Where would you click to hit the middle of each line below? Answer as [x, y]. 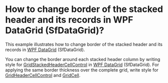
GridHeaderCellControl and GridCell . [43, 75]
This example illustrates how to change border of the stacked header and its [84, 44]
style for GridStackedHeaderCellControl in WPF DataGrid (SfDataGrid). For [82, 64]
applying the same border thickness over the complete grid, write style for [82, 70]
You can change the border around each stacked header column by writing [83, 59]
